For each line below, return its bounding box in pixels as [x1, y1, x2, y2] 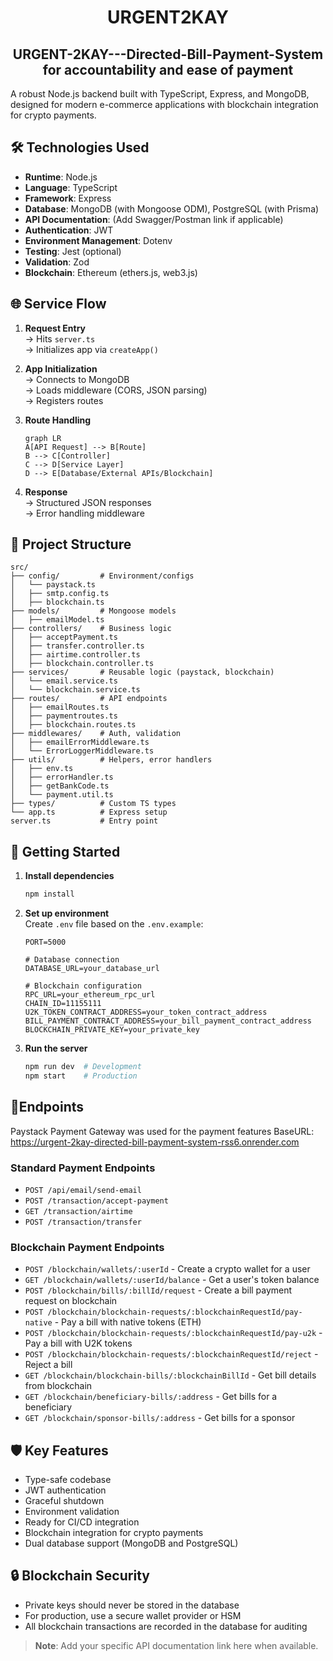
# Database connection [24, 955, 120, 965]
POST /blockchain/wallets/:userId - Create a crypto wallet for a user [24, 1263, 311, 1275]
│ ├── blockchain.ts [10, 597, 105, 608]
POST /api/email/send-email [24, 1185, 142, 1195]
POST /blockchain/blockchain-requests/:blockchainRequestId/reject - [24, 1348, 319, 1360]
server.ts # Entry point [10, 816, 159, 826]
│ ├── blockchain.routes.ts [10, 720, 137, 730]
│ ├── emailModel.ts [10, 615, 105, 625]
